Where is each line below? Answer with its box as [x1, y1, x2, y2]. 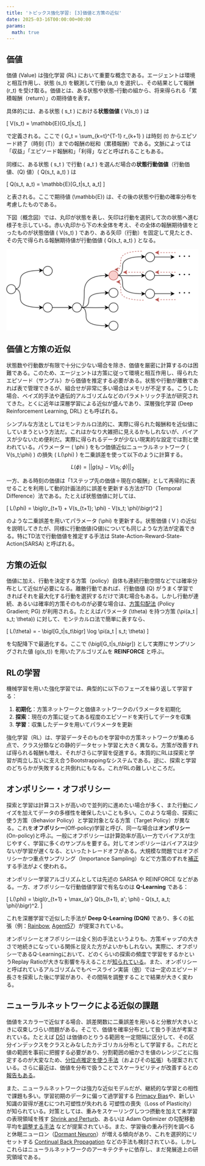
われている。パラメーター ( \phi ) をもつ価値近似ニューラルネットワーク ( [6, 443, 189, 451]
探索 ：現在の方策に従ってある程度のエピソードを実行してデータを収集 [15, 713, 192, 720]
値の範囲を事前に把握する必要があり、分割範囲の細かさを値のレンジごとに [6, 1049, 193, 1056]
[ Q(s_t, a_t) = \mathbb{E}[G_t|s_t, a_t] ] [6, 180, 106, 188]
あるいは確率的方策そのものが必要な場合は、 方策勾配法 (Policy [16, 600, 175, 608]
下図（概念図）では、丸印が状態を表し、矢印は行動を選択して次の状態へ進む [6, 214, 199, 221]
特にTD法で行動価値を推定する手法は [16, 533, 110, 540]
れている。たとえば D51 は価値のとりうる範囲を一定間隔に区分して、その [6, 1033, 189, 1041]
